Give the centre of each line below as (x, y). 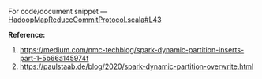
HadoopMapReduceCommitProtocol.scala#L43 (85, 20)
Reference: (27, 35)
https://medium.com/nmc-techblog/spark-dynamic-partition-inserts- (132, 50)
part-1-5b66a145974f (54, 58)
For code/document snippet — (58, 11)
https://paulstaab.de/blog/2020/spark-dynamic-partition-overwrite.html (137, 66)
